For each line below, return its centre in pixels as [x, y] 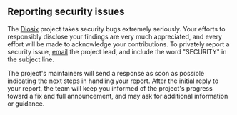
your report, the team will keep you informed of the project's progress [110, 88]
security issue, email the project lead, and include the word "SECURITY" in [117, 51]
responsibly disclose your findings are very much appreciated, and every [115, 36]
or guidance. [26, 104]
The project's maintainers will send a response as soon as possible [106, 73]
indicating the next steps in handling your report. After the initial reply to [113, 81]
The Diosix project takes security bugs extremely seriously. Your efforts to [116, 29]
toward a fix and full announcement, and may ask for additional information [118, 96]
